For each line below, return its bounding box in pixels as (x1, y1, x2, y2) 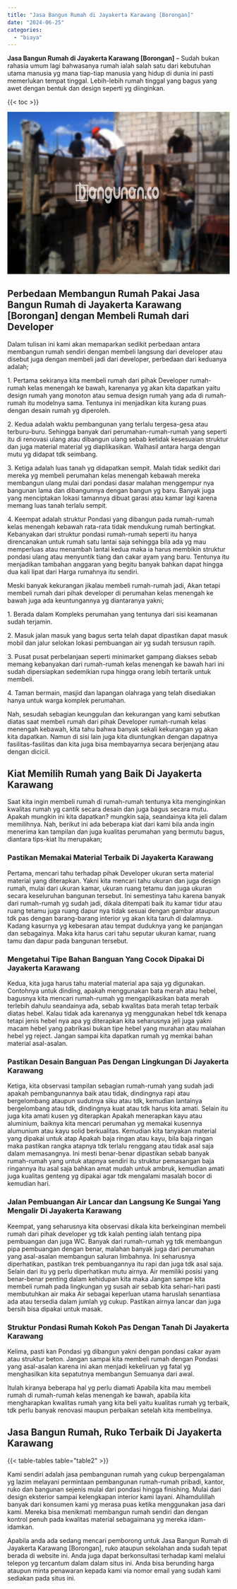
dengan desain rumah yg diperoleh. (7, 406, 111, 414)
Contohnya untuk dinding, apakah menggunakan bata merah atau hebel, (7, 986, 217, 995)
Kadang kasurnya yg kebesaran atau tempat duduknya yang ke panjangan (7, 921, 224, 930)
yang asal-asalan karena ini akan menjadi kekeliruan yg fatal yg (7, 1362, 191, 1370)
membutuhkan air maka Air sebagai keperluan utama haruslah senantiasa (7, 1289, 221, 1298)
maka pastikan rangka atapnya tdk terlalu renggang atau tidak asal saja (7, 1142, 214, 1151)
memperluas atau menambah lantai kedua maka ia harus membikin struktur (7, 545, 226, 553)
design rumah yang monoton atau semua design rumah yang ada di (7, 391, 204, 400)
